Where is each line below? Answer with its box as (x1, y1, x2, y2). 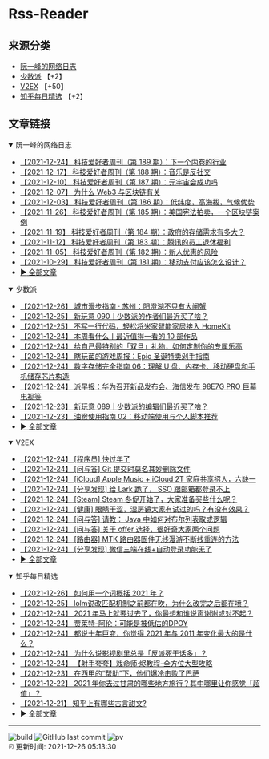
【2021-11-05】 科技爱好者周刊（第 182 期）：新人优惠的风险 (19, 247, 219, 256)
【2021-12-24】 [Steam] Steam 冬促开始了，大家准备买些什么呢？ (19, 494, 238, 503)
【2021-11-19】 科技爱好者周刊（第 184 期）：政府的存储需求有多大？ (19, 227, 246, 236)
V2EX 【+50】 (19, 82, 68, 91)
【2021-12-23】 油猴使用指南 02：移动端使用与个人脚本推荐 (19, 411, 219, 421)
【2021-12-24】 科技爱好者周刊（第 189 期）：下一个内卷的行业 (19, 157, 227, 167)
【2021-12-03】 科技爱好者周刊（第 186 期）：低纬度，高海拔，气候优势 (19, 197, 255, 207)
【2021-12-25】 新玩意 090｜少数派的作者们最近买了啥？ (19, 311, 209, 321)
